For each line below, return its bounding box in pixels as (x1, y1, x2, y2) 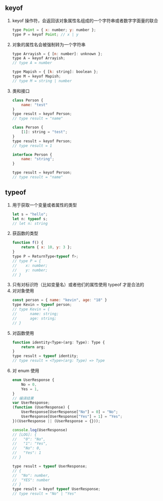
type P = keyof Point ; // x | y (12, 32, 79, 37)
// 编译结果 (12, 396, 34, 401)
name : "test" (21, 102, 48, 107)
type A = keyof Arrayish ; (12, 56, 65, 61)
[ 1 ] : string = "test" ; (21, 130, 68, 135)
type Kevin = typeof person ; (12, 302, 72, 307)
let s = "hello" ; (12, 211, 48, 217)
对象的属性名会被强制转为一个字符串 (12, 41, 86, 47)
